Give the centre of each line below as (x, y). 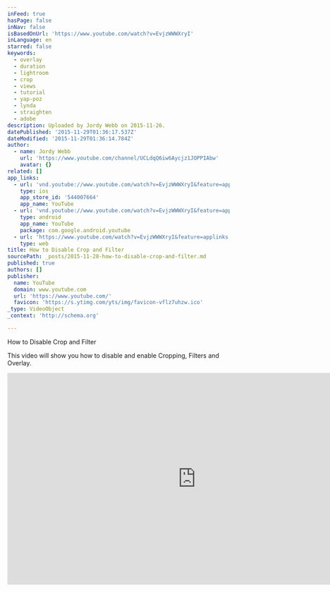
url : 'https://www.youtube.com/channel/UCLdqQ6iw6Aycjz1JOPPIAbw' (120, 158)
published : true (31, 263)
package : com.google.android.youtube (75, 230)
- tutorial (30, 92)
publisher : (23, 276)
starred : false (30, 47)
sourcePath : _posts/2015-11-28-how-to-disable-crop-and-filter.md (107, 257)
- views (25, 86)
